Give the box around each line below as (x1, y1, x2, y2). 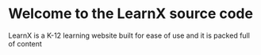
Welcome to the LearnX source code (8, 5, 254, 23)
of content (8, 38, 42, 48)
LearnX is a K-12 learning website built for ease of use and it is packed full (8, 31, 250, 40)
